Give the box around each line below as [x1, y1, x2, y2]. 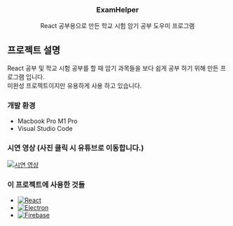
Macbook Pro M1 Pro [17, 117, 78, 125]
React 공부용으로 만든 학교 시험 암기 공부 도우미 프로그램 [40, 22, 195, 30]
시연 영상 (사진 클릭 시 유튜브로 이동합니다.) [7, 143, 144, 153]
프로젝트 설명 [7, 44, 61, 56]
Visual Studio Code [17, 125, 73, 133]
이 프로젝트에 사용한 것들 [7, 180, 85, 190]
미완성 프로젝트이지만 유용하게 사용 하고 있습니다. [7, 82, 142, 90]
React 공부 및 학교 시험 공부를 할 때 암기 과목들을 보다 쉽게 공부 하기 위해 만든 [7, 64, 219, 73]
